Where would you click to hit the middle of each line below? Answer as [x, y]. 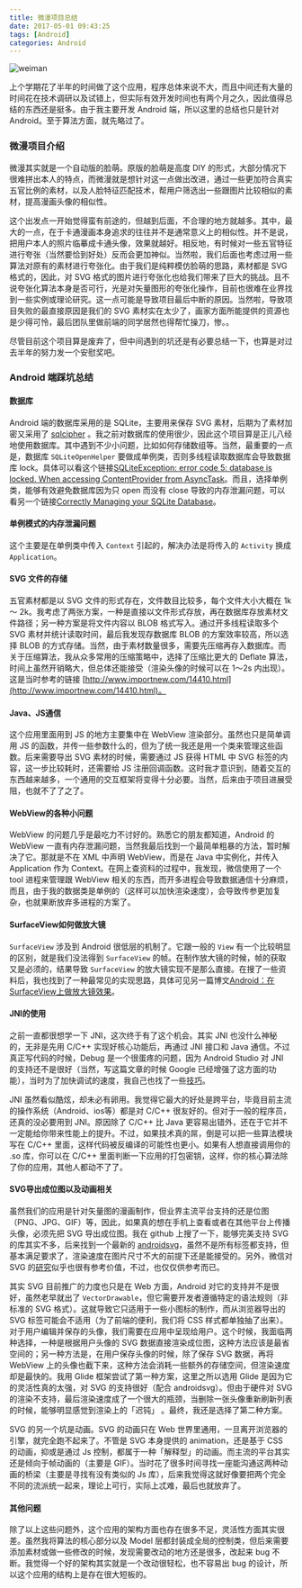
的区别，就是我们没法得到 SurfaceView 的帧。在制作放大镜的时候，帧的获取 [148, 957]
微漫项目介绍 [37, 147]
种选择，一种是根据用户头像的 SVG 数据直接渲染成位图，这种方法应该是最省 [150, 1343]
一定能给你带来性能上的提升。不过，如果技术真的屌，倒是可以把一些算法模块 [151, 1133]
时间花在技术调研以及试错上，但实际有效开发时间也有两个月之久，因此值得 [147, 98]
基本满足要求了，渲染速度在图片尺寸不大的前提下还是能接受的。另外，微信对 [151, 1256]
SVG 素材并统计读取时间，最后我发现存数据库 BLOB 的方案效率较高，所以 [145, 635]
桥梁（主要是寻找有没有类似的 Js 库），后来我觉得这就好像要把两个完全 [155, 1475]
